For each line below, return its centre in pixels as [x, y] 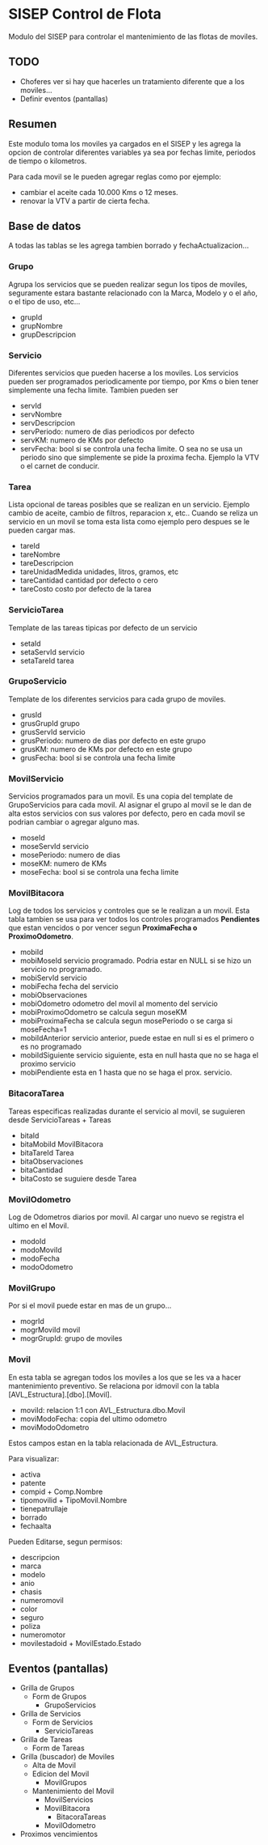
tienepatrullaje [44, 1508]
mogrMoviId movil [50, 1330]
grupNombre [41, 325]
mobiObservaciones [54, 995]
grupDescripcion [48, 334]
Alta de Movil [54, 1766]
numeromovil [42, 1600]
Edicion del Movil [61, 1774]
